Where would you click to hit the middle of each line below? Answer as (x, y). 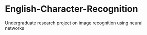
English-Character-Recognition (71, 9)
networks (15, 28)
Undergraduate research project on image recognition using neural (74, 23)
